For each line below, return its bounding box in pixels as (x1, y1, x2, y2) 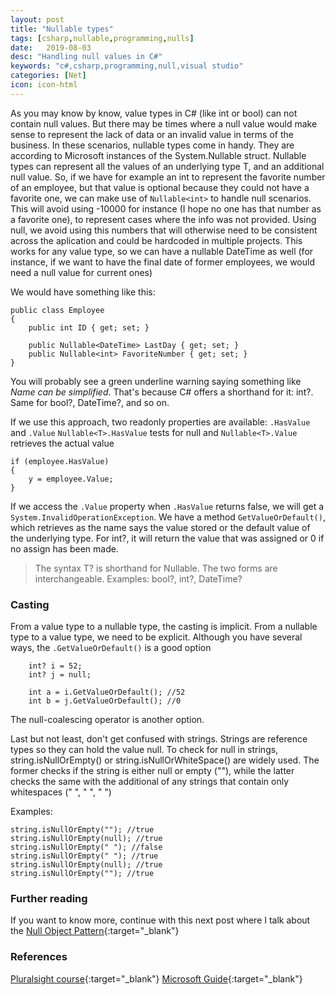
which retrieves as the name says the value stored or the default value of (10, 521, 311, 533)
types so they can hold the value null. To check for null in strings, (10, 744, 279, 756)
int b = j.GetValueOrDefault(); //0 (28, 696, 182, 706)
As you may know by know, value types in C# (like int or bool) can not (10, 107, 298, 119)
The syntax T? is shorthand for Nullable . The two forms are (34, 562, 278, 574)
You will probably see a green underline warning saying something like (10, 375, 302, 387)
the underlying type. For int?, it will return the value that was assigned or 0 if (10, 532, 325, 544)
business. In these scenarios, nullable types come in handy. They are (10, 139, 295, 151)
